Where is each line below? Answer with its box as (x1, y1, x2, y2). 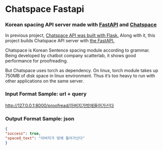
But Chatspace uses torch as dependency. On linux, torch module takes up (5, 68, 159, 74)
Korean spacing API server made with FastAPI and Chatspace (5, 21, 157, 28)
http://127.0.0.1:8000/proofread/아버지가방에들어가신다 (5, 102, 114, 108)
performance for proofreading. (5, 58, 68, 64)
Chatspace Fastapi (5, 3, 84, 15)
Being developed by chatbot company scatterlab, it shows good (5, 53, 136, 59)
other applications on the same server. (5, 78, 84, 84)
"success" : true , (5, 131, 41, 136)
